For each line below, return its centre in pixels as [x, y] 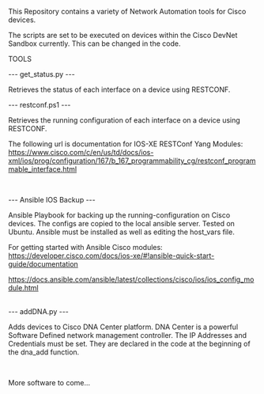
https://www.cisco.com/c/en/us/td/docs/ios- [81, 152]
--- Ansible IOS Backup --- [52, 200]
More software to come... [49, 383]
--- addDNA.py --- [39, 311]
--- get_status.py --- [41, 74]
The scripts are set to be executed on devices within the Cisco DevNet [123, 35]
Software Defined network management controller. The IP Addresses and [128, 335]
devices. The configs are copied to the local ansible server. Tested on [122, 224]
